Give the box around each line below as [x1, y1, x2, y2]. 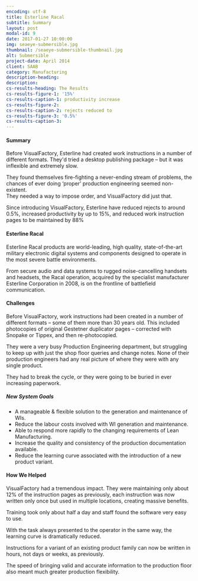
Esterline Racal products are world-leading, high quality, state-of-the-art [6, 243, 183, 250]
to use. [6, 515, 23, 522]
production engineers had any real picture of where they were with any [6, 355, 179, 363]
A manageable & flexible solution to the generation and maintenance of [14, 408, 188, 415]
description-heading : [6, 74, 60, 80]
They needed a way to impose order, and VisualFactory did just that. [6, 192, 173, 200]
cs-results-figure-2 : [6, 102, 60, 108]
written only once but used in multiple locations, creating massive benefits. [6, 497, 189, 504]
